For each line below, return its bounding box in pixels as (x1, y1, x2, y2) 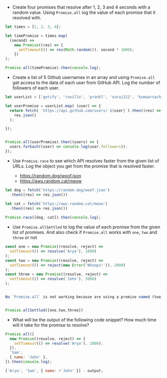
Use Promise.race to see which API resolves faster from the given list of (12, 157, 160, 163)
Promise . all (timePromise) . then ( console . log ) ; (5, 66, 101, 71)
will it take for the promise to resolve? (12, 322, 89, 328)
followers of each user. (12, 85, 60, 91)
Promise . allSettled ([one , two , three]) (5, 307, 83, 312)
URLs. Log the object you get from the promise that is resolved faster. (12, 163, 155, 169)
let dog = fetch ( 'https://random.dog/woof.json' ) (5, 187, 110, 193)
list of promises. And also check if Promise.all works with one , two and (12, 229, 158, 235)
